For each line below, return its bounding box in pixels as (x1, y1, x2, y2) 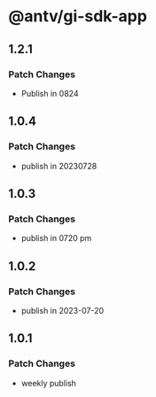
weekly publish (20, 378, 77, 388)
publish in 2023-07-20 (20, 305, 105, 315)
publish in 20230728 (20, 160, 97, 171)
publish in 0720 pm (20, 233, 92, 244)
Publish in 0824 (20, 88, 79, 98)
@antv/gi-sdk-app (8, 6, 148, 27)
